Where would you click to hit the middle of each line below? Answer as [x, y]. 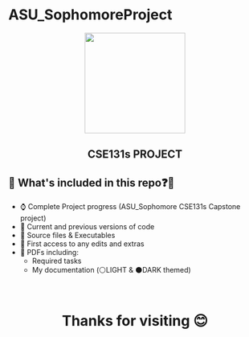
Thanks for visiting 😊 [135, 321]
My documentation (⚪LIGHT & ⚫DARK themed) [111, 270]
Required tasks [57, 261]
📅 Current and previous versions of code [87, 227]
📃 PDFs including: [49, 253]
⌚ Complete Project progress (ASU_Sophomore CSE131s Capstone [130, 207]
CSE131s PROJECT [135, 154]
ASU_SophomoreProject [90, 15]
